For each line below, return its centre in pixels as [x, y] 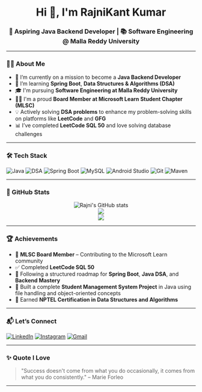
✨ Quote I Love [28, 358]
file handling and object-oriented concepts [68, 293]
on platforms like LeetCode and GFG [60, 118]
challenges [29, 134]
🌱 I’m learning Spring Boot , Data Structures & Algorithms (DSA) [95, 83]
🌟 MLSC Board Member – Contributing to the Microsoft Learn [91, 254]
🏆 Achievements [32, 239]
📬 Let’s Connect [32, 321]
